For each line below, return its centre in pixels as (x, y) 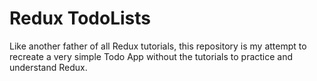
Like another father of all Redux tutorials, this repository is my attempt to (158, 46)
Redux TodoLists (80, 18)
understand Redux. (48, 67)
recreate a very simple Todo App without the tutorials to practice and (151, 56)
